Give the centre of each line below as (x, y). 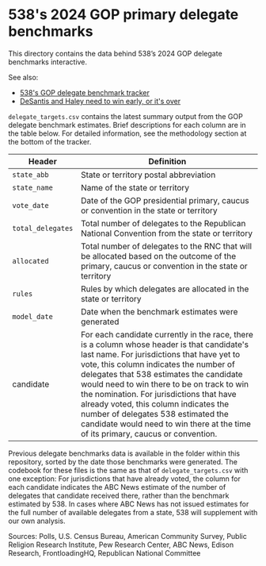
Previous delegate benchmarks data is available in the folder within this (124, 453)
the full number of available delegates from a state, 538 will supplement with (133, 512)
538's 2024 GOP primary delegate (123, 15)
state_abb (30, 175)
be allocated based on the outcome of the (158, 256)
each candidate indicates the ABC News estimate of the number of (117, 487)
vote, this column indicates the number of (158, 364)
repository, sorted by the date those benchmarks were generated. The (123, 461)
